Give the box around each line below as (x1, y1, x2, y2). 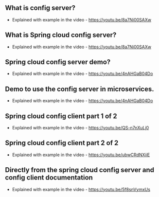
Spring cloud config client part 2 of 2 (5, 139, 119, 147)
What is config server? (5, 4, 76, 12)
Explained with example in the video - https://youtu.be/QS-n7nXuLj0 (12, 125, 149, 131)
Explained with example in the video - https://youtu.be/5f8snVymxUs (12, 186, 151, 192)
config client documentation (5, 174, 93, 182)
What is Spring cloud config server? (5, 31, 117, 39)
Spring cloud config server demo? (5, 58, 111, 66)
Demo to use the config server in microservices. (5, 85, 154, 93)
